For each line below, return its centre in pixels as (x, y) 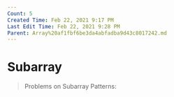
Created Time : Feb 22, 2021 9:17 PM (60, 20)
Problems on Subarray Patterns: (70, 87)
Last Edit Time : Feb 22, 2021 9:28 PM (64, 26)
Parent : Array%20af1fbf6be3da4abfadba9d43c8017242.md (87, 33)
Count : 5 (20, 14)
